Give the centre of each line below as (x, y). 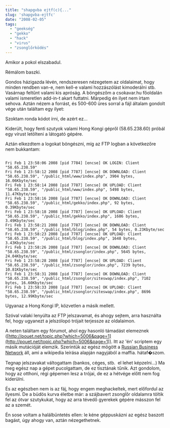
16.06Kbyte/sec (21, 181)
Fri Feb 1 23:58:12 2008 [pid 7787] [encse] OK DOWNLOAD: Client (76, 172)
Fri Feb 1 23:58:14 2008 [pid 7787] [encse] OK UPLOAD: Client (74, 185)
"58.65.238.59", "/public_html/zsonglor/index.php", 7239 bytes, (76, 265)
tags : (11, 24)
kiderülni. (15, 379)
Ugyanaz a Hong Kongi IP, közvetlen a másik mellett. (60, 306)
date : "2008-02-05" (26, 19)
